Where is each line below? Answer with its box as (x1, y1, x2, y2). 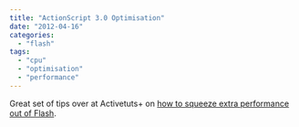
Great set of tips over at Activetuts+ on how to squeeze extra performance (9, 98, 290, 109)
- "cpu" (17, 56, 47, 65)
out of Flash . (9, 107, 57, 119)
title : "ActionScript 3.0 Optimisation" (9, 13, 166, 23)
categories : (9, 30, 55, 39)
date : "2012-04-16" (9, 22, 84, 31)
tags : (9, 48, 30, 57)
